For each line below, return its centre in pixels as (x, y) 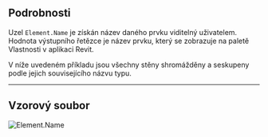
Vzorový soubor (49, 106)
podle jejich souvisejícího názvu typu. (70, 73)
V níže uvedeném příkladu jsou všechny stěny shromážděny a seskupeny (129, 65)
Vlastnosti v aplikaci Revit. (51, 49)
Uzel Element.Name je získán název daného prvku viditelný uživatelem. (123, 32)
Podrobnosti (39, 13)
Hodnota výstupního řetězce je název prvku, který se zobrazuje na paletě (129, 41)
